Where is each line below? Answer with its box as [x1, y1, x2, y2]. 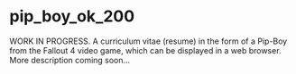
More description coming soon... [9, 54, 131, 65]
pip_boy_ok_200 [9, 6, 135, 27]
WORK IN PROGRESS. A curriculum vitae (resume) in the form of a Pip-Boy [9, 36, 288, 46]
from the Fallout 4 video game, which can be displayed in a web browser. [9, 45, 282, 55]
